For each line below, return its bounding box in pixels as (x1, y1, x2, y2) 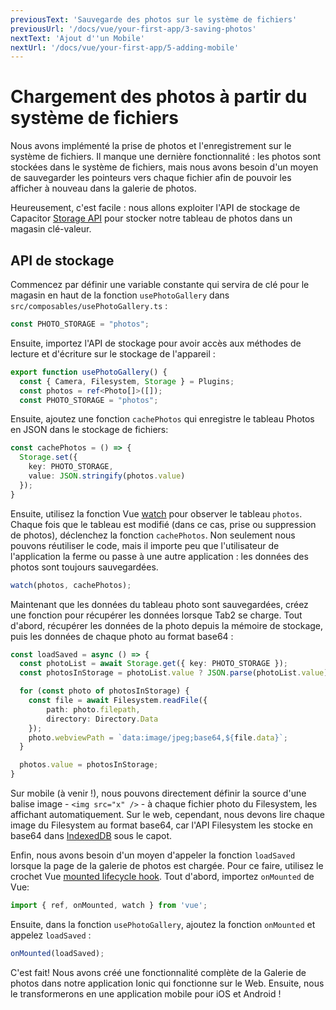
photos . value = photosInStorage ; (19, 760, 159, 770)
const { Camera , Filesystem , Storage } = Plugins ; (19, 376, 235, 386)
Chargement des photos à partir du (10, 86, 308, 108)
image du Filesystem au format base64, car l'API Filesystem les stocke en (10, 819, 314, 831)
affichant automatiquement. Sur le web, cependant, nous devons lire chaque (10, 809, 326, 820)
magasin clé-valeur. (10, 223, 92, 235)
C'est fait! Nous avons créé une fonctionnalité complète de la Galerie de (10, 966, 307, 978)
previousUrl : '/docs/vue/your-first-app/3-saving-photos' (10, 24, 257, 34)
